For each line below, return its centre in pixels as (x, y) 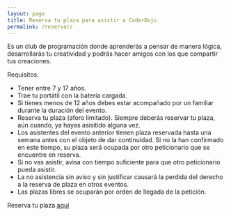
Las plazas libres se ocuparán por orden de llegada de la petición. (112, 192)
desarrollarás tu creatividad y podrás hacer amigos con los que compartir (112, 54)
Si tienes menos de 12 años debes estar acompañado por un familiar (115, 103)
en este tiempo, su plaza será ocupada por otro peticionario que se (113, 148)
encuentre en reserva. (49, 155)
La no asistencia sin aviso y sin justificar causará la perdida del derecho (120, 177)
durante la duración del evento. (62, 110)
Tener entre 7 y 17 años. (51, 88)
